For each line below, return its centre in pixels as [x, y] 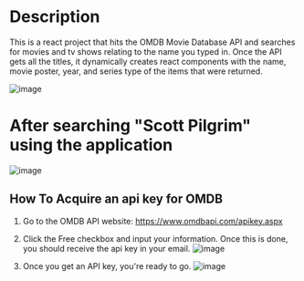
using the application [91, 146]
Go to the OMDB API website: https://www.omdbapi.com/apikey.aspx [152, 221]
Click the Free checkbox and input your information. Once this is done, [155, 238]
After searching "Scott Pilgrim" [131, 126]
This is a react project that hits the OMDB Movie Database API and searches [152, 42]
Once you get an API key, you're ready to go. [107, 265]
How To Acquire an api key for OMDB [116, 199]
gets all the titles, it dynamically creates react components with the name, [148, 61]
